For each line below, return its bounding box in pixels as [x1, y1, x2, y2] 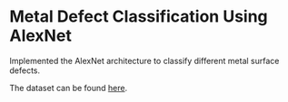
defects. [9, 65, 41, 76]
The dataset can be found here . [9, 82, 128, 93]
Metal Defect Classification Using [9, 6, 268, 27]
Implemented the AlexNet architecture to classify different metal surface [9, 55, 280, 66]
